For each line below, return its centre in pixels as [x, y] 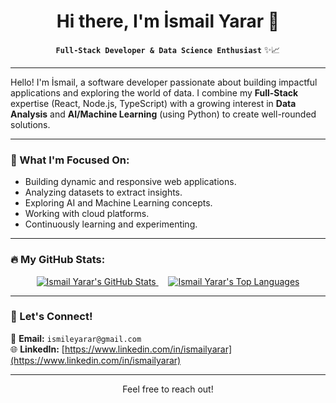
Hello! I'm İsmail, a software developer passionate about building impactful [164, 82]
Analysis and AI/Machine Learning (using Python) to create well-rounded [163, 114]
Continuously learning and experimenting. [111, 224]
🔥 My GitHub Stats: [58, 260]
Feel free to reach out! [168, 389]
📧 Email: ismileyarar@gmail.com [76, 338]
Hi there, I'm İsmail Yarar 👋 [168, 21]
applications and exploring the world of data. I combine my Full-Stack [154, 92]
